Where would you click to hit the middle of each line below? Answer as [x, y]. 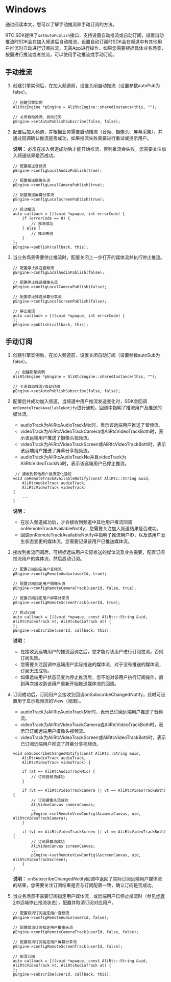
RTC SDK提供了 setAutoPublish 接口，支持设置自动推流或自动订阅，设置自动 [85, 35]
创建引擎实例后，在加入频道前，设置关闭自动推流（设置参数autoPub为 [86, 85]
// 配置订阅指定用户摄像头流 [39, 584]
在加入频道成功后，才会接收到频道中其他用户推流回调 [76, 522]
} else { [31, 228]
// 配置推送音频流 [30, 166]
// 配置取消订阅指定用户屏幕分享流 [45, 942]
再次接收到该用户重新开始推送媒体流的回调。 [72, 684]
